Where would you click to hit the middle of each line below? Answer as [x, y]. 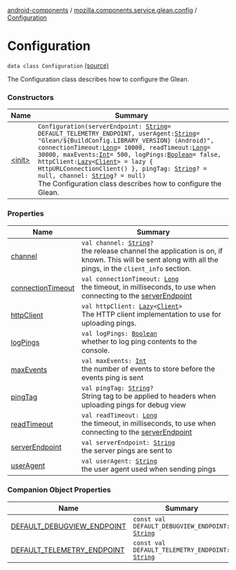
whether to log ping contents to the [139, 341]
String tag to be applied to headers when [149, 395]
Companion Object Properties [59, 490]
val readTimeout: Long [119, 415]
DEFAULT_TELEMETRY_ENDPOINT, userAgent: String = [119, 134]
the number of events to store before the [149, 369]
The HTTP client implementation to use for [151, 314]
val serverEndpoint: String [129, 442]
